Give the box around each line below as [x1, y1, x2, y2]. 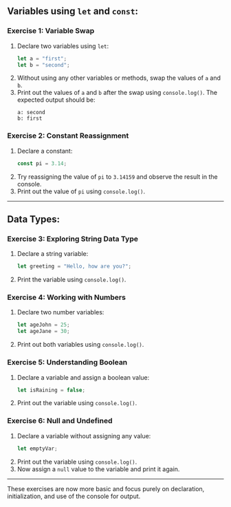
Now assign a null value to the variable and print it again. [16, 464, 180, 473]
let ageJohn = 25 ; [16, 321, 70, 329]
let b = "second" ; [16, 61, 70, 68]
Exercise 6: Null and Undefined [7, 416, 113, 426]
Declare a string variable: [16, 250, 89, 258]
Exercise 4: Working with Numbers [7, 292, 126, 302]
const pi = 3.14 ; [16, 160, 67, 167]
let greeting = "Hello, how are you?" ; [16, 263, 132, 270]
